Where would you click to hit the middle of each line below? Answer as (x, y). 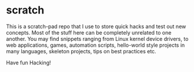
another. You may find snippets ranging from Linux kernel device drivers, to (97, 39)
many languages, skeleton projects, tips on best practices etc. (81, 51)
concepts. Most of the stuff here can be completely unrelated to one (89, 32)
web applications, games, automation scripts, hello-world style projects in (96, 45)
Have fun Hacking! (29, 63)
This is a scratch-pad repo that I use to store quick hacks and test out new (96, 26)
